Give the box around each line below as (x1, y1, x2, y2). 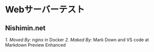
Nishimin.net (5, 24, 46, 32)
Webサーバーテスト (5, 4, 85, 15)
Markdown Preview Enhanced (5, 42, 66, 48)
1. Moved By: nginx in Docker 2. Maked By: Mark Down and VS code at (5, 37, 149, 43)
